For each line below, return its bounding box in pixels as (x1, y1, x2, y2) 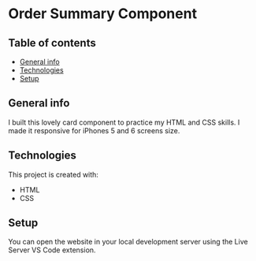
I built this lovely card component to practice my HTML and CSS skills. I (8, 117, 240, 127)
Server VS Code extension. (8, 245, 96, 255)
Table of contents (8, 36, 96, 50)
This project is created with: (8, 170, 98, 179)
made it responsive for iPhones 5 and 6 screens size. (8, 125, 180, 135)
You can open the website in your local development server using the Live (8, 237, 248, 247)
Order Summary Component (8, 5, 198, 23)
